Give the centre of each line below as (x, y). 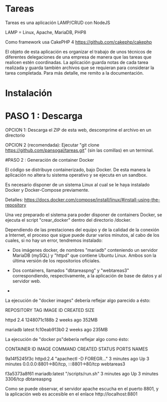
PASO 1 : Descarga (44, 116)
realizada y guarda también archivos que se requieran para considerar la (80, 68)
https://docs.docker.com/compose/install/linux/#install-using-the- (92, 200)
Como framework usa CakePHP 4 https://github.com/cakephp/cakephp (79, 42)
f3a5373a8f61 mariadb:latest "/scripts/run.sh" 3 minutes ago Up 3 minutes (82, 374)
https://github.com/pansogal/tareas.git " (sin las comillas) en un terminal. (80, 150)
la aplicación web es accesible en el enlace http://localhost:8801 (72, 394)
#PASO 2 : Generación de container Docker (50, 160)
